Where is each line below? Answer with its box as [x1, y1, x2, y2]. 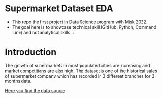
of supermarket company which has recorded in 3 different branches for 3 [5, 73, 155, 78]
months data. [5, 78, 32, 84]
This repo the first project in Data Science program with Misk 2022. [12, 19, 148, 25]
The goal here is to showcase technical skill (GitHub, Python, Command [12, 24, 157, 30]
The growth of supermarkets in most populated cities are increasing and [5, 62, 150, 68]
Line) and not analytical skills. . [12, 29, 74, 35]
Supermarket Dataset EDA [5, 3, 113, 14]
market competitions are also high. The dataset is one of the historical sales [5, 68, 158, 74]
